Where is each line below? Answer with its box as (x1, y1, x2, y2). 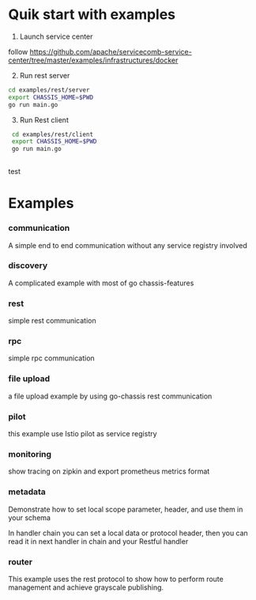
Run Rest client (19, 115, 69, 124)
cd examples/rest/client (11, 130, 93, 138)
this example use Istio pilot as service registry (8, 429, 157, 439)
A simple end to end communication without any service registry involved (8, 240, 247, 250)
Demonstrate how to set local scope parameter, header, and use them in (8, 504, 243, 514)
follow (8, 47, 28, 56)
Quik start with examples (8, 6, 176, 24)
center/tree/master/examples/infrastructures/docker (8, 55, 179, 65)
